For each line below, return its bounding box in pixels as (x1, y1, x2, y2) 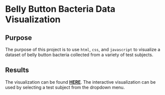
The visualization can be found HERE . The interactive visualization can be (5, 79, 156, 85)
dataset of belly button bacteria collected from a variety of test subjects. (5, 52, 154, 58)
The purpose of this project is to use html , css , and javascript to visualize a (5, 47, 161, 52)
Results (5, 66, 29, 74)
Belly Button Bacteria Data (5, 3, 116, 15)
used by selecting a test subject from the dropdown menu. (5, 84, 125, 90)
